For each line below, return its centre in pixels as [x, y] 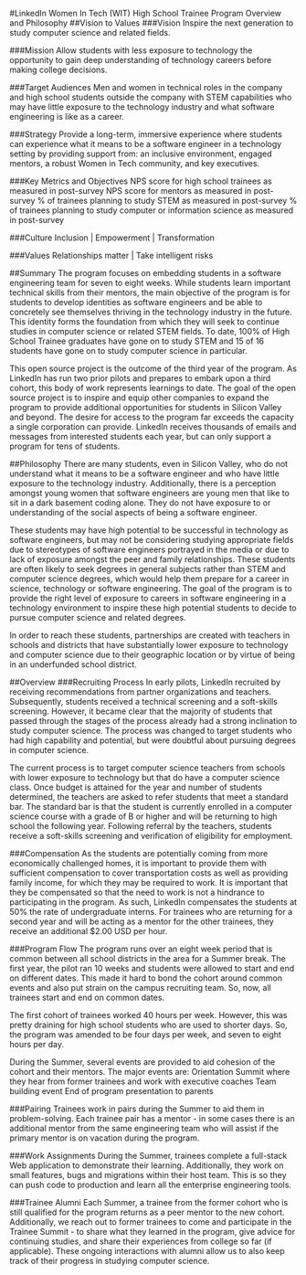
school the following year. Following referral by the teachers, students [141, 826]
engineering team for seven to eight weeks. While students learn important [150, 283]
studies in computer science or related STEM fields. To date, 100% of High [150, 331]
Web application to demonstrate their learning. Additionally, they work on [147, 1165]
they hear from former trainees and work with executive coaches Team [143, 1081]
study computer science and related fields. [90, 32]
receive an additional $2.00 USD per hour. [89, 931]
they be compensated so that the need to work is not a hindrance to [137, 892]
